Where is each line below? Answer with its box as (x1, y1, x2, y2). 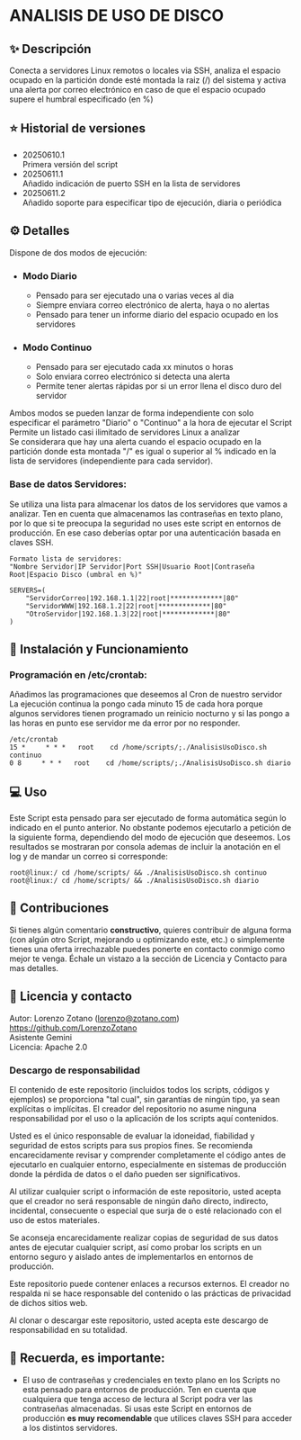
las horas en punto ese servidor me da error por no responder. (9, 717, 241, 729)
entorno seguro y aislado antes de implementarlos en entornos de (9, 1251, 253, 1262)
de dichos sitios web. (9, 1297, 88, 1308)
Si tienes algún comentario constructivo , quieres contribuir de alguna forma (9, 924, 292, 935)
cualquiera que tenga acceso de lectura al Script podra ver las (22, 1393, 253, 1404)
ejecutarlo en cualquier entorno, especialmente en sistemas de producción (9, 1158, 287, 1170)
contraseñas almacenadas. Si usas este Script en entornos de (22, 1403, 252, 1414)
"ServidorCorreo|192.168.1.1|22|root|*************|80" (25, 593, 240, 603)
